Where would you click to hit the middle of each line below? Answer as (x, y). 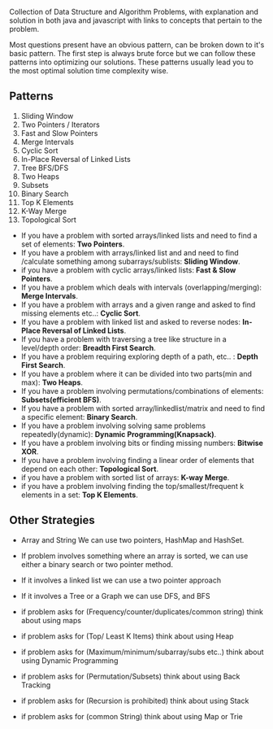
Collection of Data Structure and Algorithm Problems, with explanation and (134, 12)
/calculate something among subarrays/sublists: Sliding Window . (130, 261)
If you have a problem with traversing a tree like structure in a (123, 339)
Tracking (36, 685)
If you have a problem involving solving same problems (113, 426)
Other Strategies (52, 520)
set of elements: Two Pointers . (73, 244)
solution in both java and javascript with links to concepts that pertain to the (136, 20)
